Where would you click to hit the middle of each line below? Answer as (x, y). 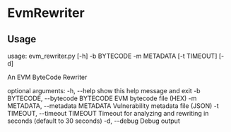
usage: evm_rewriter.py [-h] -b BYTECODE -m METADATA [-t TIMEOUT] (112, 56)
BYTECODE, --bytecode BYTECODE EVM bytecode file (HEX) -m (102, 98)
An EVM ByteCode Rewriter (47, 77)
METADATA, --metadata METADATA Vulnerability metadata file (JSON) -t (113, 106)
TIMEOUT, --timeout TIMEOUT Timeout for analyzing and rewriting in (108, 113)
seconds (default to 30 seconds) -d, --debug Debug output (94, 121)
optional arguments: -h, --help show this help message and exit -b (104, 91)
